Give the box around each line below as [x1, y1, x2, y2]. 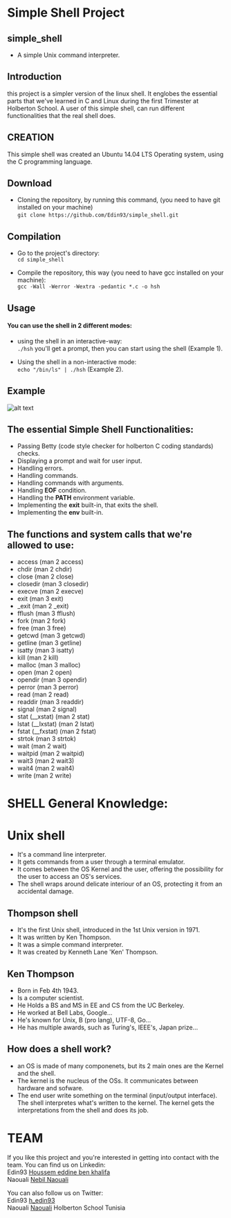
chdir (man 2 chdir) [17, 565, 73, 574]
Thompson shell [7, 907, 78, 919]
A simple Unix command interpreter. [17, 51, 120, 59]
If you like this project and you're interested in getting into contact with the [7, 1153, 219, 1161]
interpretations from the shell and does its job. [17, 1106, 149, 1114]
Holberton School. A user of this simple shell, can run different [7, 104, 185, 112]
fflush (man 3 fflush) [17, 609, 76, 618]
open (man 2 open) [17, 668, 73, 677]
